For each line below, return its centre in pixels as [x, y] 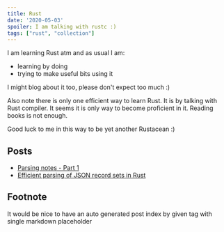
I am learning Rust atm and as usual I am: [66, 53]
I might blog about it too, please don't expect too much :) [89, 87]
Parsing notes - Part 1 [48, 168]
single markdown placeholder [50, 221]
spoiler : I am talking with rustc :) [62, 26]
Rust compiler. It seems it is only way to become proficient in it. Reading [110, 108]
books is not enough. [38, 116]
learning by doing [42, 66]
